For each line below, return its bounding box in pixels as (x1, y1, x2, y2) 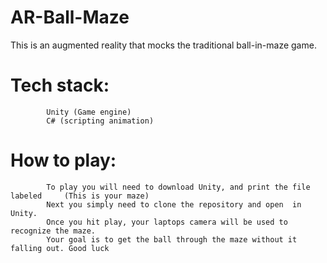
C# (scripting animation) (46, 116, 155, 126)
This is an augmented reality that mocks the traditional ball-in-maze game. (10, 39, 317, 51)
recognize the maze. (10, 226, 97, 236)
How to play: (10, 149, 117, 172)
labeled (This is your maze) (10, 191, 150, 201)
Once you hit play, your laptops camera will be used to (46, 217, 288, 227)
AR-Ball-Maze (10, 6, 130, 29)
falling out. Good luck (10, 243, 110, 253)
